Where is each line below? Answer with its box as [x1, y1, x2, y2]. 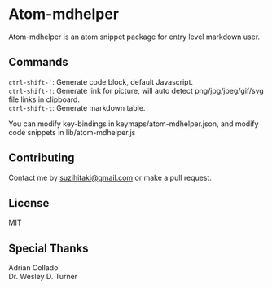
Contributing [8, 151, 75, 165]
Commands [8, 55, 69, 69]
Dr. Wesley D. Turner [8, 272, 78, 282]
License [8, 196, 50, 210]
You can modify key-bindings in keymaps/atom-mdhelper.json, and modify [8, 119, 259, 129]
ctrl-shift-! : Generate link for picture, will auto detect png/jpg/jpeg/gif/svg [8, 85, 265, 95]
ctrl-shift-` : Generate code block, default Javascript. [8, 77, 194, 86]
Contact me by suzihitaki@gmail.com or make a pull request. [8, 173, 212, 182]
